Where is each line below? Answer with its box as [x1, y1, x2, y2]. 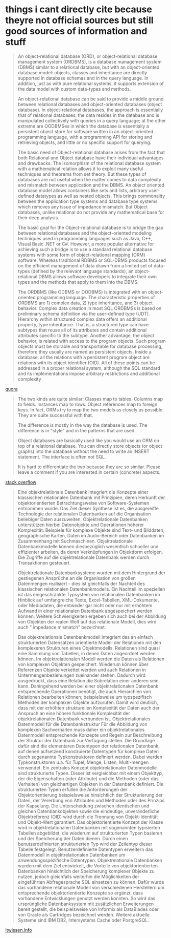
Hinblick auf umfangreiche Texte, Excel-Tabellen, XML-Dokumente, [17, 597, 159, 603]
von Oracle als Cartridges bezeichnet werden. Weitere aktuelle [17, 911, 150, 918]
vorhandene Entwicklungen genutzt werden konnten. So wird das [17, 895, 156, 901]
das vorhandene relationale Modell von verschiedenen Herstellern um [17, 884, 165, 890]
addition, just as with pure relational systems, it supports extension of [17, 80, 164, 87]
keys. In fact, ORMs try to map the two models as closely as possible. [17, 406, 164, 413]
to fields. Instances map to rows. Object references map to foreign [17, 401, 158, 407]
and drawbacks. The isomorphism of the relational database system [17, 160, 161, 166]
